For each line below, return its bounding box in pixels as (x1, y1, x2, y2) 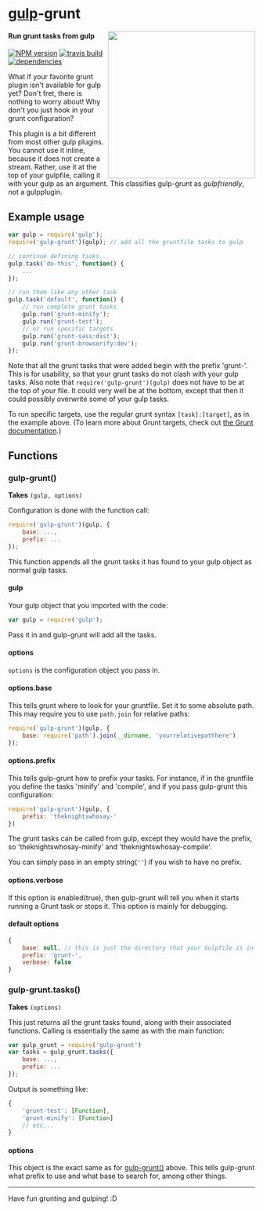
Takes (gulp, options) (8, 491, 83, 500)
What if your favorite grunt (8, 72, 94, 82)
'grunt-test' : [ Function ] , (22, 1107, 110, 1114)
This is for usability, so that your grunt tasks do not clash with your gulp (8, 370, 239, 379)
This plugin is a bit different (8, 129, 96, 138)
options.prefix (8, 756, 56, 765)
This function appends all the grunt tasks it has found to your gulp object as (8, 556, 252, 566)
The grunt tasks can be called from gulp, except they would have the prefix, (8, 833, 253, 844)
